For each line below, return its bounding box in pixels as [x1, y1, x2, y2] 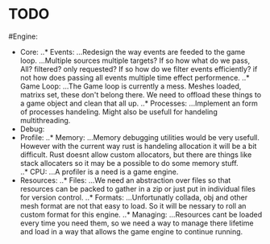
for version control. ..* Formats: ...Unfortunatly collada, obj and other [19, 192, 248, 202]
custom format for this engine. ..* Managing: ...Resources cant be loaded [19, 209, 263, 219]
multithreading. [19, 115, 71, 125]
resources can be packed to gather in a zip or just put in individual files [19, 184, 256, 193]
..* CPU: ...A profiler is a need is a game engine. [19, 167, 179, 176]
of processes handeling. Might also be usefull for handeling [19, 106, 218, 117]
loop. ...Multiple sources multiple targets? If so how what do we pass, [19, 56, 251, 65]
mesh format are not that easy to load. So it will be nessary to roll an [19, 201, 247, 210]
